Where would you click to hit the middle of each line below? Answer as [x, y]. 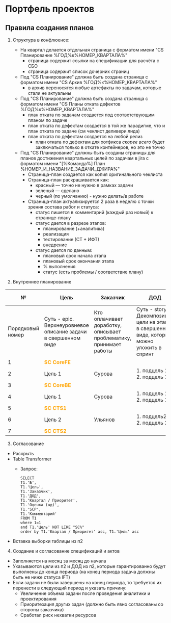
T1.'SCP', [31, 509]
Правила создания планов [50, 28]
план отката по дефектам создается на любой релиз [85, 136]
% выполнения [59, 266]
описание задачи [65, 332]
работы [103, 351]
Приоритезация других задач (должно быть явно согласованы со [92, 604]
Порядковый [24, 328]
